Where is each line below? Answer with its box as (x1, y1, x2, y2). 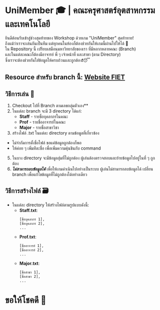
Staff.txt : (19, 207, 38, 213)
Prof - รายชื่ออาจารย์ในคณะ (19, 119, 66, 125)
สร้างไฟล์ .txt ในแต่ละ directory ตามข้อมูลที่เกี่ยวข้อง (12, 130, 100, 136)
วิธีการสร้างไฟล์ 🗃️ (5, 187, 49, 195)
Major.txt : (19, 260, 40, 266)
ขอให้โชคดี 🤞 (5, 294, 47, 306)
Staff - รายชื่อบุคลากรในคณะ (19, 114, 68, 119)
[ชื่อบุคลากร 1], (19, 216, 45, 222)
